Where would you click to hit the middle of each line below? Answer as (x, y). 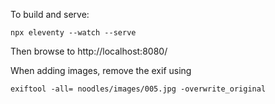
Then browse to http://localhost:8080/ (89, 51)
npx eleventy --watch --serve (73, 33)
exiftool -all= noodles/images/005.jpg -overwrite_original (138, 89)
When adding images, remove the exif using (101, 70)
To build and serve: (50, 14)
